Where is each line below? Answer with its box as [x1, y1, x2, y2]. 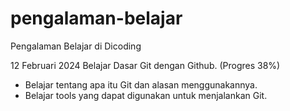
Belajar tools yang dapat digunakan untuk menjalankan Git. [24, 89, 268, 101]
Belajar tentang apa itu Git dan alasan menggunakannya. [24, 78, 258, 91]
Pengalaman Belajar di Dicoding [10, 40, 142, 52]
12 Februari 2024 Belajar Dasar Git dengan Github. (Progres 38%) [10, 59, 281, 71]
